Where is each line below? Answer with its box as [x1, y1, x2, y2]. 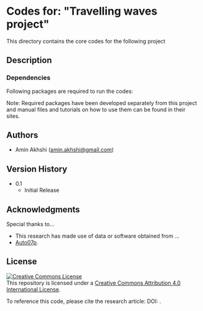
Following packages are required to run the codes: [6, 87, 133, 95]
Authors [6, 130, 39, 141]
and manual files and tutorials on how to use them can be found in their [6, 106, 186, 113]
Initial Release [24, 186, 60, 194]
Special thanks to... [6, 221, 55, 228]
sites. [6, 112, 20, 120]
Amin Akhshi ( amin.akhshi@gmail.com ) [15, 146, 114, 153]
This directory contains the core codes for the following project [6, 37, 166, 45]
